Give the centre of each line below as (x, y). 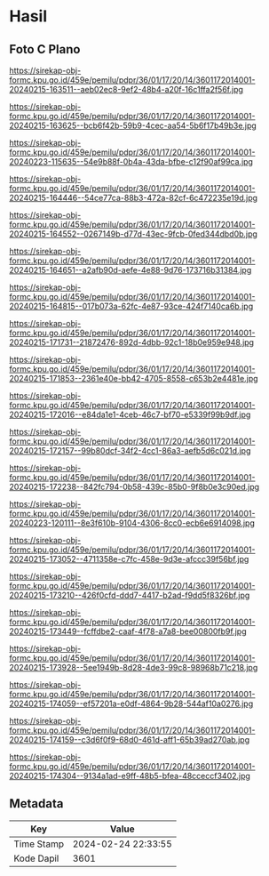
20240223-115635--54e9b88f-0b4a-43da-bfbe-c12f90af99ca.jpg (131, 161)
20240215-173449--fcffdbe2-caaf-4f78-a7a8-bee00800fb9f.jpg (128, 631)
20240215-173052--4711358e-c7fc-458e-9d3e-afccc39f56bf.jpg (129, 559)
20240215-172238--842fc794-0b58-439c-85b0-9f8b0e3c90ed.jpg (134, 487)
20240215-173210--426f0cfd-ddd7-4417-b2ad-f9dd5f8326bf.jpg (130, 595)
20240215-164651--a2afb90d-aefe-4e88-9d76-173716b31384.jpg (131, 270)
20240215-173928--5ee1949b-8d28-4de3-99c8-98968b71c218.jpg (134, 667)
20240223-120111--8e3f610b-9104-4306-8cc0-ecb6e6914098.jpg (132, 523)
